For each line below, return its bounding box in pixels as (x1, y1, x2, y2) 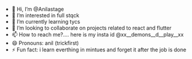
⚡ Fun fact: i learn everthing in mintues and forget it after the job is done (11, 46, 187, 53)
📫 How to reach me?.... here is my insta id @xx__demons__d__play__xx (11, 31, 184, 38)
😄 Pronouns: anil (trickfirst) (11, 40, 80, 47)
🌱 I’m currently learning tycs (11, 18, 81, 25)
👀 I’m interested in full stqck (11, 12, 80, 19)
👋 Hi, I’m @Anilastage (11, 6, 64, 12)
